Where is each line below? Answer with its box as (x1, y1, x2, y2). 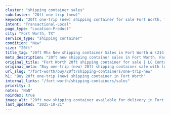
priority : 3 (5, 83, 30, 88)
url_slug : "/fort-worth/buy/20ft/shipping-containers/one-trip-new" (5, 69, 153, 74)
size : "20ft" (5, 45, 33, 50)
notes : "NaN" (5, 88, 33, 93)
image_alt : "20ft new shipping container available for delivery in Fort (5, 97, 164, 102)
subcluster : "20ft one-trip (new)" (5, 12, 80, 17)
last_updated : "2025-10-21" (5, 102, 65, 107)
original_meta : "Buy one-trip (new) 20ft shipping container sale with (5, 64, 159, 69)
